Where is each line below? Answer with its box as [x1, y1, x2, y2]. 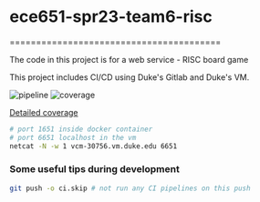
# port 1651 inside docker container [9, 125, 153, 134]
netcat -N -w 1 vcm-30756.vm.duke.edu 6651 [9, 141, 178, 151]
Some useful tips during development [9, 163, 180, 176]
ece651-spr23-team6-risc [9, 6, 213, 27]
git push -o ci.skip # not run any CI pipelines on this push [9, 184, 251, 193]
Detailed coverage [9, 106, 78, 117]
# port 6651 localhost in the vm [9, 133, 137, 142]
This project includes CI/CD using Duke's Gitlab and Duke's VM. [9, 71, 250, 83]
